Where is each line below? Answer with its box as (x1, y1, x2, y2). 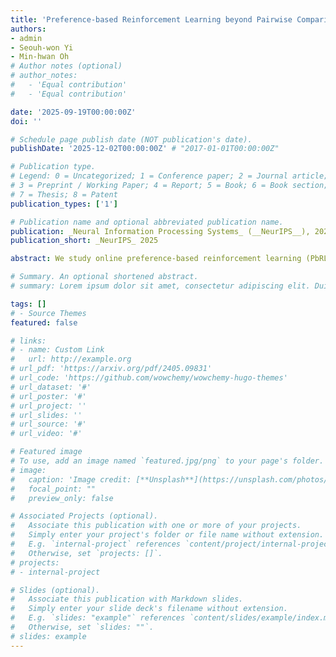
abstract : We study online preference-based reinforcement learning (10, 254, 302, 264)
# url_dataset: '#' (10, 382, 92, 392)
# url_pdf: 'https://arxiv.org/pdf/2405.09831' (10, 364, 213, 374)
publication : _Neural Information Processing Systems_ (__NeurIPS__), (10, 226, 311, 236)
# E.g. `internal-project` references (10, 539, 182, 549)
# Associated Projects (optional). (10, 511, 159, 521)
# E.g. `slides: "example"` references (10, 613, 186, 623)
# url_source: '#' (10, 419, 87, 430)
